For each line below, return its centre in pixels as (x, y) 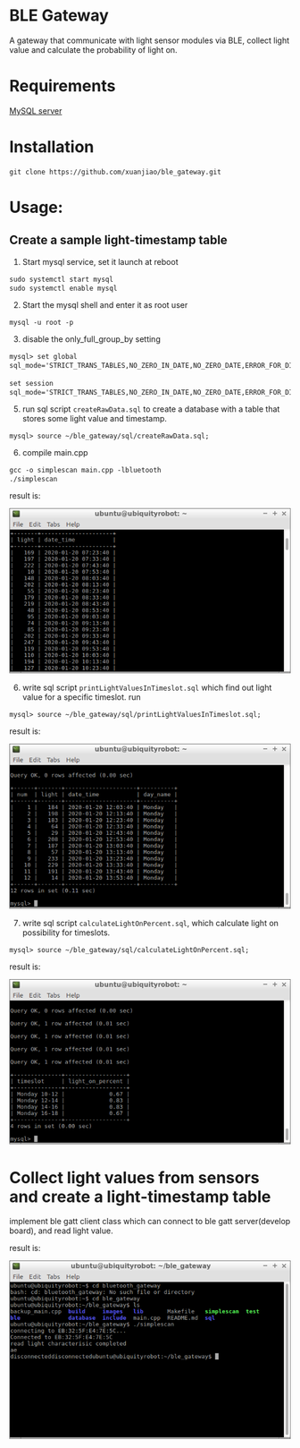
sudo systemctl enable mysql (63, 288)
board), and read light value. (61, 1231)
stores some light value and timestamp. (95, 418)
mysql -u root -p (42, 322)
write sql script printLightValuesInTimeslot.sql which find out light (147, 688)
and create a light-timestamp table (140, 1197)
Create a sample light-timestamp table (118, 240)
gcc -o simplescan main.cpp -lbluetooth (86, 470)
